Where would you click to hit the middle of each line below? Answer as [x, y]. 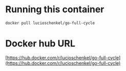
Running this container [55, 9]
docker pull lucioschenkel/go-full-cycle [50, 23]
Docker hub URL [40, 43]
